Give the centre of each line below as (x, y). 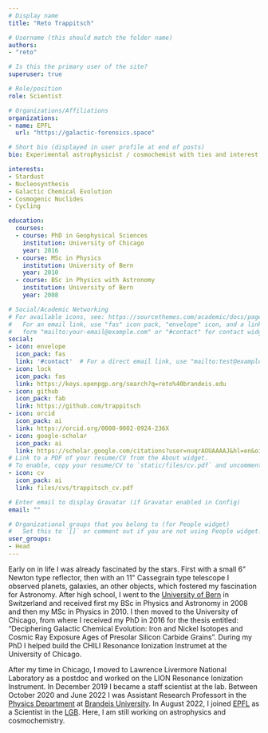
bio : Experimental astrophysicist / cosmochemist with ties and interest (134, 155)
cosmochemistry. (37, 720)
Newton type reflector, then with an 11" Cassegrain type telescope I (119, 577)
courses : (30, 229)
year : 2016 (41, 250)
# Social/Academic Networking (59, 309)
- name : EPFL (30, 125)
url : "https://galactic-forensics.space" (85, 133)
